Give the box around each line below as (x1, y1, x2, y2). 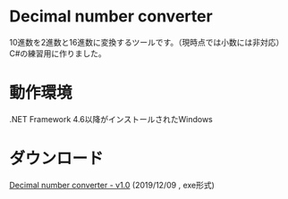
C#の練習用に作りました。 (9, 47, 107, 59)
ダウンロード (9, 149, 105, 169)
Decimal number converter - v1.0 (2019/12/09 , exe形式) (9, 179, 215, 190)
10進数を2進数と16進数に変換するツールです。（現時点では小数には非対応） (9, 37, 284, 47)
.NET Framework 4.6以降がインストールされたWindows (9, 113, 213, 124)
